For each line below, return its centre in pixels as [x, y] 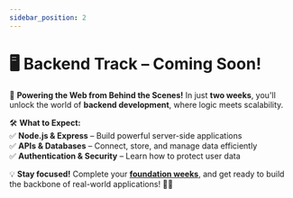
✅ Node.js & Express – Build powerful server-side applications [126, 135]
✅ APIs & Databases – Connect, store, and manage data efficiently [133, 146]
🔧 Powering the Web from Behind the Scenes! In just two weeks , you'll [143, 94]
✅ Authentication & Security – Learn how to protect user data [125, 156]
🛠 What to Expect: [45, 122]
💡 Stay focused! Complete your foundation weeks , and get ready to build [147, 174]
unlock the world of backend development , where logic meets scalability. [146, 104]
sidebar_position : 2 [48, 18]
